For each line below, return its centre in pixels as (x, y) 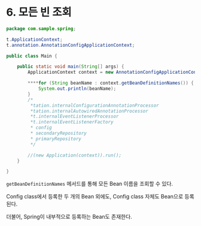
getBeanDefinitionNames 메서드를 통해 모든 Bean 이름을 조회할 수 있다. (90, 184)
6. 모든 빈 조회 (39, 12)
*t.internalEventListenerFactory (72, 122)
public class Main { (32, 56)
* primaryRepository (56, 138)
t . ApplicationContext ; (34, 40)
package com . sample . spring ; (41, 28)
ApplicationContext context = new (71, 73)
